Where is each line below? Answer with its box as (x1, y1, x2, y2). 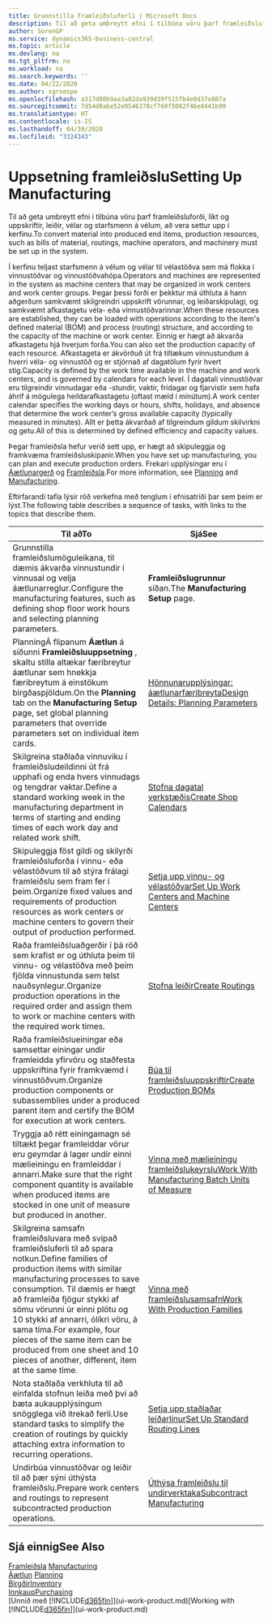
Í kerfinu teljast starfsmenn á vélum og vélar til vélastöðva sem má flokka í (8, 261, 255, 272)
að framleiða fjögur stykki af (12, 1293, 120, 1305)
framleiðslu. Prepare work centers (12, 1482, 139, 1493)
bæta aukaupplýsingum (12, 1397, 103, 1409)
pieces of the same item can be (12, 1334, 132, 1345)
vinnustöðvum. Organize (12, 1074, 104, 1086)
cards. (12, 738, 36, 749)
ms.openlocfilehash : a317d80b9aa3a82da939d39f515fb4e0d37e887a (8, 95, 227, 103)
